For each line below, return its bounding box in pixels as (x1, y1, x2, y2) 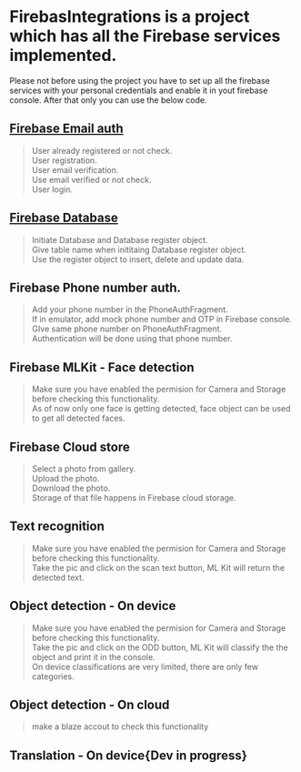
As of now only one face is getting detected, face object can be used (31, 403, 291, 414)
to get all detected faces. (31, 412, 125, 424)
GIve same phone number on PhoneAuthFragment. (31, 323, 223, 334)
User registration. (31, 155, 97, 166)
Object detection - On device (9, 598, 176, 614)
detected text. (31, 572, 85, 583)
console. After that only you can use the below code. (9, 94, 207, 106)
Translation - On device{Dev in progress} (9, 747, 248, 763)
